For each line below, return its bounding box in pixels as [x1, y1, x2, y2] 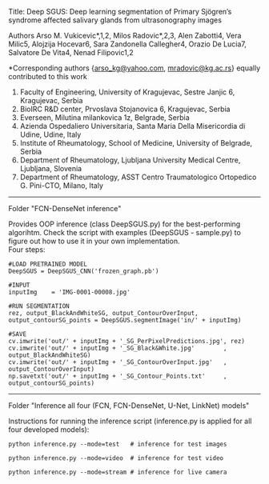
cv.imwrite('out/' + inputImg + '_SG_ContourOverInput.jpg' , [8, 358, 227, 366]
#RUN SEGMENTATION [8, 302, 70, 310]
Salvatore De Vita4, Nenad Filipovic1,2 [8, 48, 134, 57]
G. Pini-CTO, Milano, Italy [19, 181, 104, 190]
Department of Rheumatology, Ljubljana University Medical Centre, [19, 155, 241, 165]
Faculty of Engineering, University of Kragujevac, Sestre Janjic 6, [19, 87, 235, 97]
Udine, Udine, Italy [19, 130, 82, 139]
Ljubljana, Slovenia [19, 164, 82, 173]
